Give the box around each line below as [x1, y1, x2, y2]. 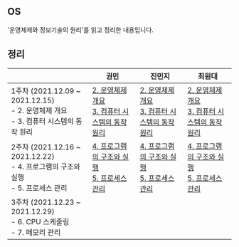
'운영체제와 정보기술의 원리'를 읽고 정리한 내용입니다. [7, 25, 154, 34]
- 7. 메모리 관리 [11, 227, 61, 237]
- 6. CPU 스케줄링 [11, 216, 70, 226]
